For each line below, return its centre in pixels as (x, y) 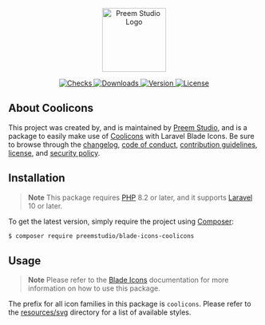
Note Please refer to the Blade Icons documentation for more (128, 280)
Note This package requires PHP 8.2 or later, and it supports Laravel (140, 197)
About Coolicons (51, 108)
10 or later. (45, 206)
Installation (37, 178)
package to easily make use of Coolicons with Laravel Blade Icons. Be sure (131, 136)
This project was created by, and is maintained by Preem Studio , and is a (128, 127)
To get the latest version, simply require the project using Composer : (121, 221)
